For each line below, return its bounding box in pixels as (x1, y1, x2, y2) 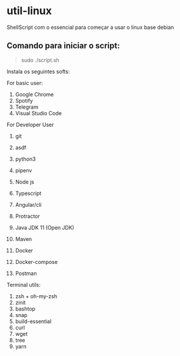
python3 (15, 155, 36, 162)
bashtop (15, 305, 36, 312)
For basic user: (6, 79, 43, 86)
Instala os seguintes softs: (6, 68, 70, 75)
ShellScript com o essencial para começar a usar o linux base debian (6, 24, 174, 31)
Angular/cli (15, 201, 42, 208)
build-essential (15, 318, 52, 325)
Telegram (15, 103, 39, 110)
